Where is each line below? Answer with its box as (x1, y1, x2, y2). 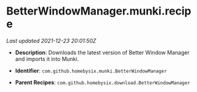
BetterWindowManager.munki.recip (6, 4, 192, 18)
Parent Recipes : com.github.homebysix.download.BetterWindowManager (15, 79, 190, 86)
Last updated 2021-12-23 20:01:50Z (6, 37, 96, 44)
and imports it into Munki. (15, 55, 79, 62)
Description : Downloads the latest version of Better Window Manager (15, 48, 190, 56)
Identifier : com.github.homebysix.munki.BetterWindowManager (15, 67, 167, 74)
